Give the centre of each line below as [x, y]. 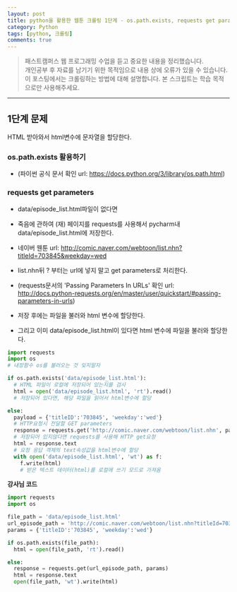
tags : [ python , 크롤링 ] [40, 34]
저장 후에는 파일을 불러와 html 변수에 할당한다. [81, 315]
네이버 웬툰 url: [38, 247]
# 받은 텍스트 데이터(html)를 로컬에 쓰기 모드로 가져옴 [90, 470]
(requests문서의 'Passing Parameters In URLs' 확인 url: [96, 285]
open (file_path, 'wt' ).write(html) [66, 582]
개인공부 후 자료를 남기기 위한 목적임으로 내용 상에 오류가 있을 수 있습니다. [126, 70]
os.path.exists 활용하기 [47, 157]
